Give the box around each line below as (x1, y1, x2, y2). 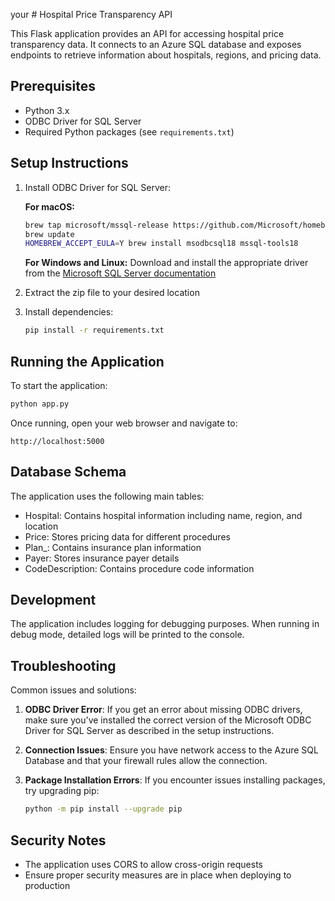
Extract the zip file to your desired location (24, 287, 200, 299)
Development (10, 592, 97, 609)
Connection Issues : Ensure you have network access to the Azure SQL (24, 744, 319, 756)
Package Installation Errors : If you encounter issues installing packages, (24, 774, 326, 786)
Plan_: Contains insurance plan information (24, 541, 202, 553)
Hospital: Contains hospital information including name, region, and (24, 509, 303, 521)
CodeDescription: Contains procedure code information (24, 562, 255, 574)
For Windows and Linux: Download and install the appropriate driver (24, 257, 309, 269)
